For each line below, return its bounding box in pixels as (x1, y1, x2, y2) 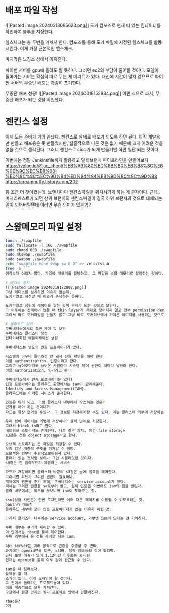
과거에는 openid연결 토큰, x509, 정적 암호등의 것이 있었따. (5, 548, 116, 553)
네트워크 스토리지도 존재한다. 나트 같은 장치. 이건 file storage (5, 428, 125, 433)
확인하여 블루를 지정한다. (5, 28, 54, 34)
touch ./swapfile (5, 238, 42, 243)
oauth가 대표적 (5, 502, 33, 507)
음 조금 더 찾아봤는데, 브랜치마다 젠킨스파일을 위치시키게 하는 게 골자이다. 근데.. (5, 189, 161, 195)
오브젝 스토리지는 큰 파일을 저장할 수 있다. (5, 442, 83, 447)
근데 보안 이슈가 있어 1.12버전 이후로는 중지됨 (5, 553, 90, 558)
